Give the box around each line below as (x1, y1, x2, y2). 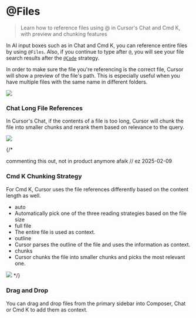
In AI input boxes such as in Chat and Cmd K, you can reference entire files (6, 42, 188, 49)
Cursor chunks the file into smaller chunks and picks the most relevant (14, 253, 185, 260)
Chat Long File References (6, 104, 83, 112)
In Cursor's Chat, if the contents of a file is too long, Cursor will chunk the (6, 117, 184, 125)
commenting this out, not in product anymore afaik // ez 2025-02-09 (6, 158, 172, 165)
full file (14, 222, 32, 229)
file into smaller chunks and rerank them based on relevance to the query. (6, 124, 185, 131)
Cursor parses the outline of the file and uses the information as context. (14, 241, 191, 248)
